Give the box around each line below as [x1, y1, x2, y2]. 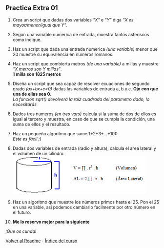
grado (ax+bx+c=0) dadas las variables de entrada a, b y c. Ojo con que [12, 85, 158, 92]
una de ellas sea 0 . [12, 91, 52, 97]
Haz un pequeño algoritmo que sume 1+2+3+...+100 [12, 130, 118, 136]
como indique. [12, 37, 42, 42]
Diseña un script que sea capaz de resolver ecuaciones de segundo [12, 81, 150, 86]
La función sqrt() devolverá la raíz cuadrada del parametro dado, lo [12, 96, 150, 102]
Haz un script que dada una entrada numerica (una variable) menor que [12, 46, 158, 52]
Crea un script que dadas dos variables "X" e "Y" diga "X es [12, 17, 134, 22]
